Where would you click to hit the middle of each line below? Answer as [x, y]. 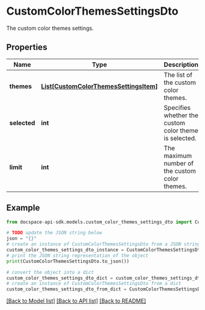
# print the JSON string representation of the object [77, 255]
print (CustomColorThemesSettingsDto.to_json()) [68, 261]
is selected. [180, 138]
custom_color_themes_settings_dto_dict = [60, 278]
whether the [181, 115]
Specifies [177, 107]
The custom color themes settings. [50, 28]
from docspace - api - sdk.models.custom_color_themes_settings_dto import [99, 222]
